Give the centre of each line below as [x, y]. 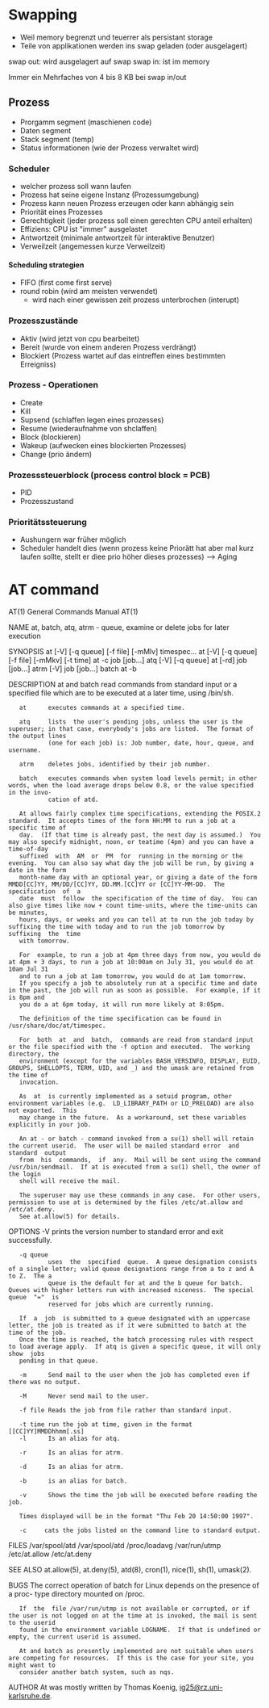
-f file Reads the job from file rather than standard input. [125, 1411]
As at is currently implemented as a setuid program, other [125, 1097]
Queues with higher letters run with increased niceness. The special [131, 1290]
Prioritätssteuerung [48, 522]
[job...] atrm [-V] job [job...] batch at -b [72, 669]
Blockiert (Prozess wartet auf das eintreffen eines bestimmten [122, 355]
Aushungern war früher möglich [73, 539]
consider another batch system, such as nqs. [97, 1672]
